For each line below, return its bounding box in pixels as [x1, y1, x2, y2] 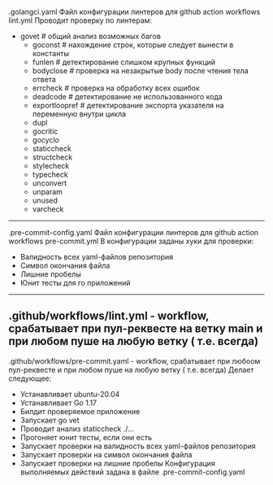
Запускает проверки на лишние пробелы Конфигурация [19, 458, 215, 468]
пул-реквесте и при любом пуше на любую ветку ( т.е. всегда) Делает [8, 365, 254, 374]
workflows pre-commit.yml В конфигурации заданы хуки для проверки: [8, 236, 254, 246]
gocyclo [32, 135, 59, 145]
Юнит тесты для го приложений [19, 278, 132, 287]
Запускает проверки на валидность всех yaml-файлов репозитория [19, 441, 256, 451]
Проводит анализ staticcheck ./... [19, 423, 134, 434]
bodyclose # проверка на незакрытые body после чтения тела [32, 66, 249, 76]
